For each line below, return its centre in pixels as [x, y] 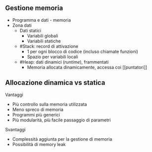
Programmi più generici [36, 114]
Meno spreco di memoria [38, 109]
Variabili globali [42, 36]
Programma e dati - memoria [41, 20]
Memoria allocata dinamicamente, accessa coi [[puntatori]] [87, 67]
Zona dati [22, 25]
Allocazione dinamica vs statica [55, 83]
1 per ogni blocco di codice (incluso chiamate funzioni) [82, 51]
